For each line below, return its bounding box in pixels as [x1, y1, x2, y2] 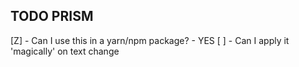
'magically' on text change [10, 45, 120, 57]
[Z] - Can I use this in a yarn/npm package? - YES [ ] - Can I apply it [10, 34, 290, 46]
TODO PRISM [10, 8, 94, 25]
